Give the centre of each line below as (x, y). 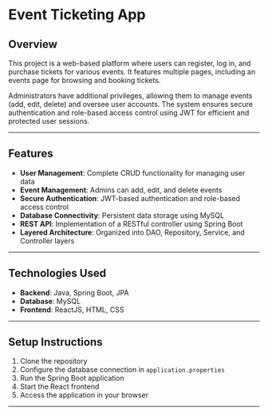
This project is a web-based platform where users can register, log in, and (130, 63)
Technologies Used (57, 273)
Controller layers (47, 240)
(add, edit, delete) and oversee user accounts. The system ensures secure (131, 104)
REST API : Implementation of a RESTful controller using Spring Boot (131, 223)
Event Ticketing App (77, 15)
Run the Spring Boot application (72, 378)
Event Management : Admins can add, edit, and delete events (121, 190)
